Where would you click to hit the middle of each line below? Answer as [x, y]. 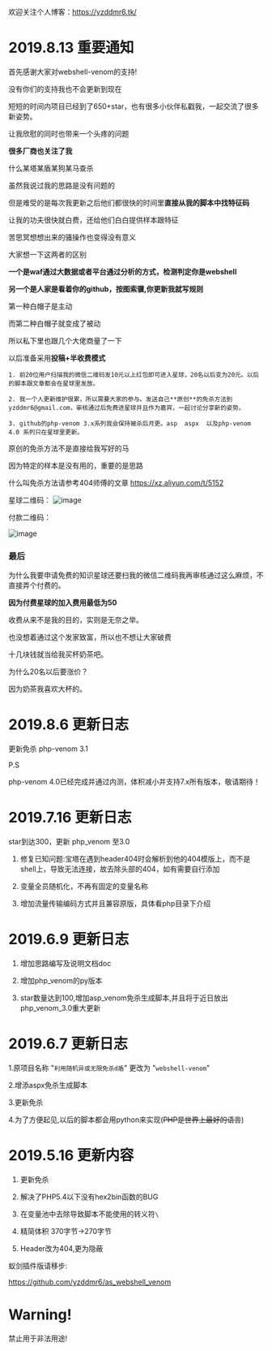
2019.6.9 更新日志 [69, 939]
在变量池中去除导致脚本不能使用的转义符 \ [89, 1214]
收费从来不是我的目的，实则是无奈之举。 [76, 620]
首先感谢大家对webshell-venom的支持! [73, 71]
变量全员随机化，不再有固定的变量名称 [84, 887]
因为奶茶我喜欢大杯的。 [47, 689]
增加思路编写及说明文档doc [66, 964]
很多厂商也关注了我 [40, 151]
